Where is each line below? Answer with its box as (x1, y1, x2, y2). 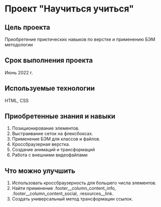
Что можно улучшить (4, 166, 75, 175)
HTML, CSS (4, 97, 29, 103)
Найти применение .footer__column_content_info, (11, 185, 116, 191)
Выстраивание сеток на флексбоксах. (11, 131, 93, 137)
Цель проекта (4, 23, 50, 32)
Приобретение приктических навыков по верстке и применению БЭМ (4, 36, 155, 42)
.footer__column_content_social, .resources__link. (11, 190, 113, 196)
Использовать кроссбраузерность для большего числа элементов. (11, 180, 157, 186)
